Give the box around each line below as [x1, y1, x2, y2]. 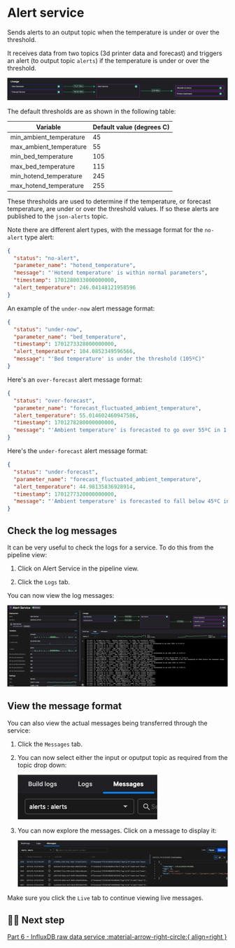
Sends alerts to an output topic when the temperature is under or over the [7, 28, 220, 36]
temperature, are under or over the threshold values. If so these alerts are [7, 204, 219, 213]
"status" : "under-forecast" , [13, 468, 99, 475]
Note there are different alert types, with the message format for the [7, 225, 204, 234]
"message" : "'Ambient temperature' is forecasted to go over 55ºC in [13, 426, 220, 434]
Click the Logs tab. [17, 577, 71, 586]
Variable [36, 122, 62, 131]
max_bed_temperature [10, 162, 76, 171]
